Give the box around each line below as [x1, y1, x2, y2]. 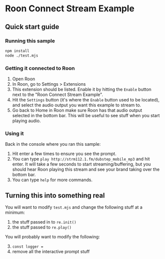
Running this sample [5, 37, 55, 44]
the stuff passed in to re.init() [12, 219, 77, 225]
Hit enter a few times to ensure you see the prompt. [12, 151, 117, 157]
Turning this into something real [5, 191, 105, 199]
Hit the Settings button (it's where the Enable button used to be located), [12, 97, 160, 102]
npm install [5, 48, 29, 53]
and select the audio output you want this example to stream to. [12, 102, 141, 108]
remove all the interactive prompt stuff [12, 249, 90, 255]
